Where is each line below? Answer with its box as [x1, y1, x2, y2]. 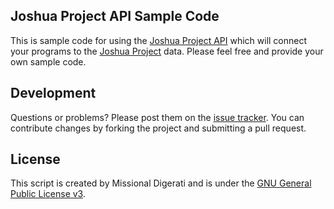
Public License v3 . [10, 188, 86, 200]
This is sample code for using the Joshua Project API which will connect [10, 34, 308, 46]
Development [10, 85, 97, 102]
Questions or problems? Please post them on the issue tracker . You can [10, 111, 305, 123]
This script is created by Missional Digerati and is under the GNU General [10, 177, 312, 189]
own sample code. [10, 55, 87, 68]
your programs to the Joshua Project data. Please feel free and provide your [10, 45, 324, 57]
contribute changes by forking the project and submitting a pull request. [10, 122, 307, 134]
